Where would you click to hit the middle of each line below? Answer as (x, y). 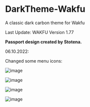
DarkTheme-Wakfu (45, 9)
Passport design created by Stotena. (44, 42)
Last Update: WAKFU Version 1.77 (40, 32)
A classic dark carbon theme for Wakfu (45, 23)
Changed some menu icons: (34, 61)
